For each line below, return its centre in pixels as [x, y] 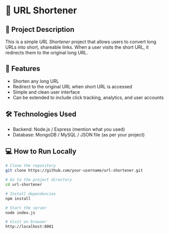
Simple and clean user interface [46, 92]
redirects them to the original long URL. [47, 53]
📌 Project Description [40, 30]
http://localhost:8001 [29, 227]
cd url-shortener [24, 185]
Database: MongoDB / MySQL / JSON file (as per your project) [79, 134]
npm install [18, 199]
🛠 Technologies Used [41, 114]
